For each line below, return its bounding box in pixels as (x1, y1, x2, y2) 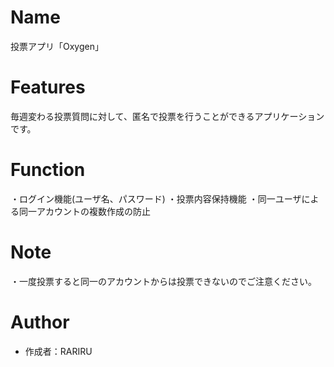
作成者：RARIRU (24, 345, 93, 357)
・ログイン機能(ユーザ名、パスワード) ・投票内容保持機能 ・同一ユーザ (10, 192, 302, 205)
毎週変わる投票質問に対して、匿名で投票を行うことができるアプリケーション (10, 110, 325, 122)
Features (10, 76, 86, 99)
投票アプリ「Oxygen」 (10, 40, 104, 52)
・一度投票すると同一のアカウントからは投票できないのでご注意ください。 (10, 275, 317, 287)
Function (10, 159, 86, 181)
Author (10, 311, 70, 333)
